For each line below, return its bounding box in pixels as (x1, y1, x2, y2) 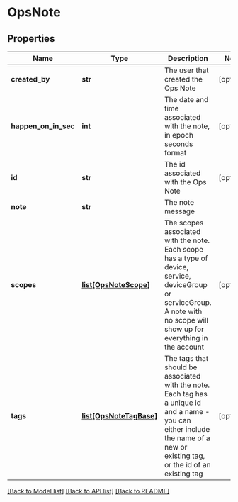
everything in (164, 333, 208, 342)
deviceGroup (164, 280, 208, 289)
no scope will (164, 316, 209, 325)
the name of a (164, 433, 210, 443)
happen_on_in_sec (11, 121, 75, 131)
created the (164, 74, 203, 84)
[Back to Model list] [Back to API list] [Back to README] (7, 487, 170, 495)
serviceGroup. (164, 298, 212, 307)
